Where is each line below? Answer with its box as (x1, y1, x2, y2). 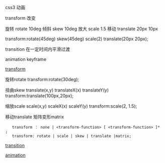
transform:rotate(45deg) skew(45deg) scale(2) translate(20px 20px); (5, 36, 148, 42)
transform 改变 (5, 15, 36, 21)
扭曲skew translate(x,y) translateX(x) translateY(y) (5, 87, 109, 93)
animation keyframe (5, 56, 47, 62)
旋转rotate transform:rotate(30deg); (5, 76, 79, 82)
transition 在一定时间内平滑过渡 (5, 46, 70, 52)
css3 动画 (5, 5, 26, 10)
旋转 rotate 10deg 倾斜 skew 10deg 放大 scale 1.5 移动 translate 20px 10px (5, 26, 158, 32)
